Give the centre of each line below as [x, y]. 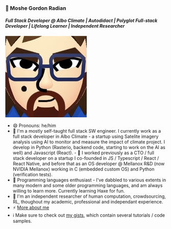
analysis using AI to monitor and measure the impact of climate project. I [89, 142]
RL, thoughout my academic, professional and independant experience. [88, 201]
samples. [22, 221]
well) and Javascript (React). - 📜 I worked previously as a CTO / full [83, 153]
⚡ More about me [31, 207]
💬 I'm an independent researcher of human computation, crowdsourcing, [89, 196]
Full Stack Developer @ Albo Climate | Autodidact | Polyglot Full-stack [81, 20]
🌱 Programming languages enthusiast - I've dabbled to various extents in [89, 180]
